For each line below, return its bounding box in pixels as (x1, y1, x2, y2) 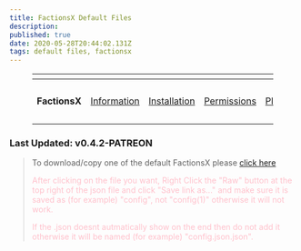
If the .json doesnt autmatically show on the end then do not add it (31, 222, 280, 233)
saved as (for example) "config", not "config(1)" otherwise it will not (31, 195, 285, 206)
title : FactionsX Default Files (9, 13, 132, 23)
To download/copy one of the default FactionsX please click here (31, 157, 276, 168)
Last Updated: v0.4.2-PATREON (9, 137, 153, 150)
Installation (148, 95, 196, 107)
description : (9, 22, 59, 31)
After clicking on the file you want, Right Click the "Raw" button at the (31, 175, 293, 186)
